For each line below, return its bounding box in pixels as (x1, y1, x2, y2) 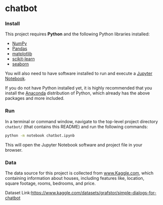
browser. (5, 147, 23, 153)
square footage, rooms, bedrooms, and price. (5, 180, 96, 186)
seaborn (12, 61, 29, 67)
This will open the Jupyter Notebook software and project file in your (5, 142, 143, 148)
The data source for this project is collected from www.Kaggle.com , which (5, 170, 154, 176)
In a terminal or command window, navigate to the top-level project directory (5, 118, 158, 124)
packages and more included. (5, 95, 65, 101)
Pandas (12, 46, 28, 51)
